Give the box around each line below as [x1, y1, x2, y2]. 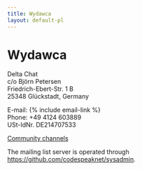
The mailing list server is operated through [7, 148, 129, 156]
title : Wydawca [7, 10, 52, 17]
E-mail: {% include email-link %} [7, 106, 101, 114]
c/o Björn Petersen [7, 78, 62, 86]
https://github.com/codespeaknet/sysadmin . [7, 155, 136, 164]
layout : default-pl [7, 17, 64, 24]
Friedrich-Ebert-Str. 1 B [7, 85, 74, 93]
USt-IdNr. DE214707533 [7, 120, 76, 129]
